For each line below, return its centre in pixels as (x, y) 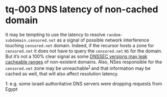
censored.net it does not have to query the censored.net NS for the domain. (84, 51)
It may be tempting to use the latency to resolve (55, 34)
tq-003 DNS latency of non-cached (82, 9)
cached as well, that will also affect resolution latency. (62, 73)
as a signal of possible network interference (103, 40)
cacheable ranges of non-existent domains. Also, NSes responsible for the (84, 62)
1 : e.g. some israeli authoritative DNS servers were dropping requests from (84, 84)
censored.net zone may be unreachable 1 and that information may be (78, 68)
